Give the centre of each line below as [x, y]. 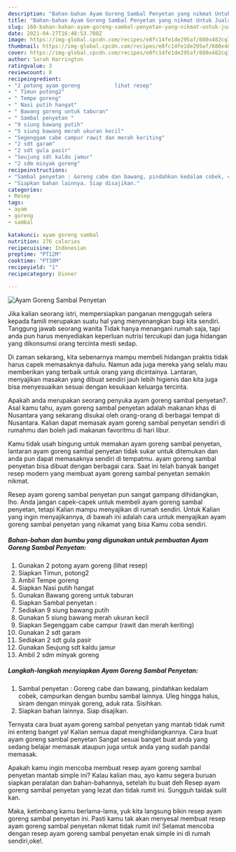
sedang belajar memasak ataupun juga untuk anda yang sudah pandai [109, 746]
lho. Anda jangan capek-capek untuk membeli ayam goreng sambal [105, 502]
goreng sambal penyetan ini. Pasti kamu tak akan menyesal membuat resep [117, 818]
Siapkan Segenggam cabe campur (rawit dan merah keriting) [106, 625]
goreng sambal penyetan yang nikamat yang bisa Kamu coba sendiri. [107, 524]
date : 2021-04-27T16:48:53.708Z [55, 33]
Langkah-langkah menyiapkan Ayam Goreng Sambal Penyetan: [103, 671]
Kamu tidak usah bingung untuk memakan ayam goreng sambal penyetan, [115, 444]
